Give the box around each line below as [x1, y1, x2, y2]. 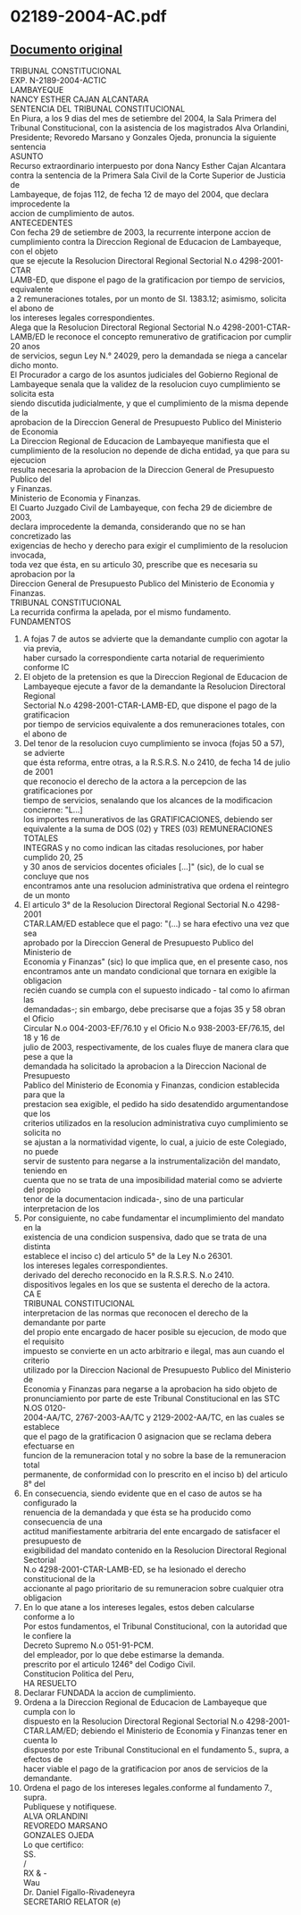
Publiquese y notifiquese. [22, 1802, 117, 1811]
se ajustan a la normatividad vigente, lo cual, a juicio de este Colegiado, [22, 1137, 287, 1147]
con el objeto [10, 246, 59, 256]
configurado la [22, 1498, 78, 1508]
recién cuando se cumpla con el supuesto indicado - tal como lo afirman [22, 985, 290, 995]
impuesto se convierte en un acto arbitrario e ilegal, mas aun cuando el [22, 1346, 285, 1356]
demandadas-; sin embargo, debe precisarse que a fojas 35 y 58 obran [22, 1004, 286, 1014]
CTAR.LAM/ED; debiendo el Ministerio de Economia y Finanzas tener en [22, 1726, 288, 1735]
